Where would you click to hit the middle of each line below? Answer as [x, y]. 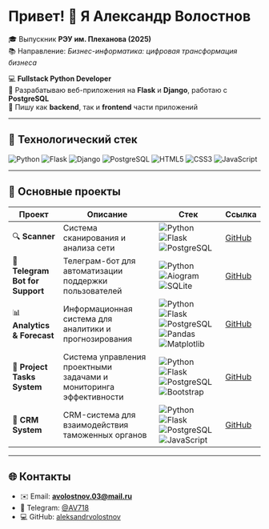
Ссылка [241, 214]
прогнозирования [98, 339]
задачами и [86, 377]
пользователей [92, 291]
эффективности [93, 397]
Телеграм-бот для [99, 261]
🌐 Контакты [40, 477]
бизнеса [23, 62]
